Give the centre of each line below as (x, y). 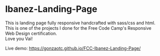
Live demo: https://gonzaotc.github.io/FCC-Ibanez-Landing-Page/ (73, 48)
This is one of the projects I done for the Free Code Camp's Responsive (78, 28)
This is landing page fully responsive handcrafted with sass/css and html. (80, 23)
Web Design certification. (31, 33)
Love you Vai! (19, 39)
